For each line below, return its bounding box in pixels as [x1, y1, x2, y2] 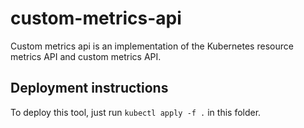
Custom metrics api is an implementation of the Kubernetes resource [10, 40, 294, 52]
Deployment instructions [10, 80, 169, 97]
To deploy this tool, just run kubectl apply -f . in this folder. [10, 106, 262, 118]
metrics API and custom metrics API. [10, 50, 162, 62]
